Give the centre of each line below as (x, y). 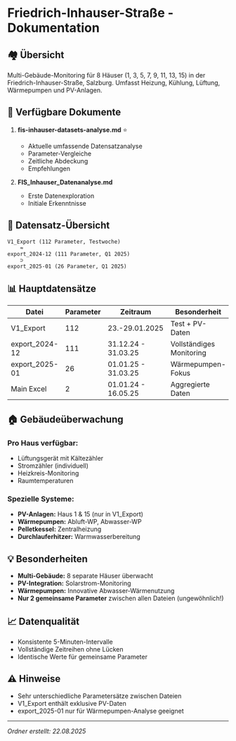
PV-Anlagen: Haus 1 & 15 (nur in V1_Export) (80, 514)
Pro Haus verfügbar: (43, 443)
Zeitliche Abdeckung (58, 161)
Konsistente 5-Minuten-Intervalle (65, 642)
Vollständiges (193, 344)
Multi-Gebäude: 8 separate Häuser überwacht (85, 576)
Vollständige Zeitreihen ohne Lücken (70, 649)
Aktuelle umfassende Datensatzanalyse (85, 146)
